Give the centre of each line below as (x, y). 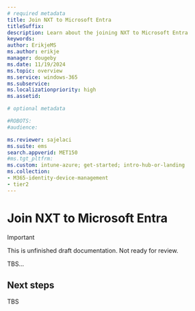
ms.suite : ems (27, 146)
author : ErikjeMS (32, 45)
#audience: (23, 127)
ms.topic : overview (35, 71)
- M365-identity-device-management (58, 178)
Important (21, 237)
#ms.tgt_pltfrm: (30, 159)
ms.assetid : (24, 97)
